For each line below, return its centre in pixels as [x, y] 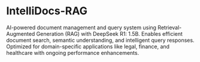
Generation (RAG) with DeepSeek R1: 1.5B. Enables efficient [109, 33]
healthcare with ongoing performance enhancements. [73, 52]
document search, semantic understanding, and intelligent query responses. [100, 40]
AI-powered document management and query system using [81, 27]
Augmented [21, 33]
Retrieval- [170, 27]
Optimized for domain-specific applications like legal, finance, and [88, 46]
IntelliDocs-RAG [47, 11]
